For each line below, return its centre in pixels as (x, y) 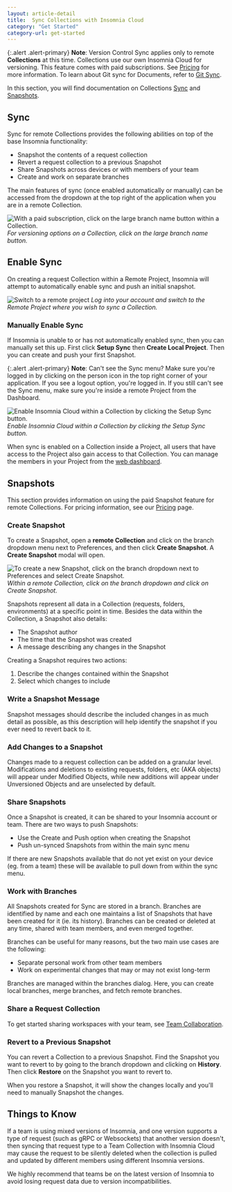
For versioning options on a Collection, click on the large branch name (108, 234)
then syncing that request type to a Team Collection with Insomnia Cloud (111, 1146)
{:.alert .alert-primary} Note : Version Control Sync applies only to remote (111, 53)
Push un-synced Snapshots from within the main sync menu (103, 845)
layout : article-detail (42, 14)
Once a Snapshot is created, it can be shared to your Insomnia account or (113, 817)
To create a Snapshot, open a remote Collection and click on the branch (111, 541)
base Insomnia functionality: (47, 141)
